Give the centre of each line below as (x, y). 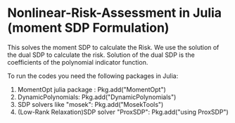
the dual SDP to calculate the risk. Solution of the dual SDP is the (101, 55)
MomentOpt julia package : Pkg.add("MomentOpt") (92, 89)
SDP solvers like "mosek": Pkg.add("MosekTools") (90, 104)
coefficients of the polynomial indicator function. (78, 62)
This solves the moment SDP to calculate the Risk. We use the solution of (113, 47)
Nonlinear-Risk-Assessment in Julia (115, 13)
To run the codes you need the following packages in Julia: (93, 76)
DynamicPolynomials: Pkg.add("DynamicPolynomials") (97, 97)
